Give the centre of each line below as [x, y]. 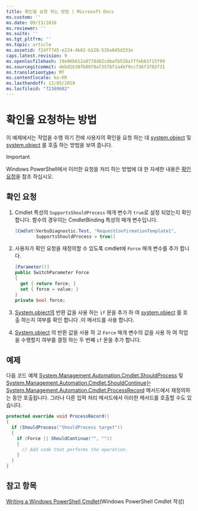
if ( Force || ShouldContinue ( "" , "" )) [64, 438]
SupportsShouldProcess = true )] [76, 237]
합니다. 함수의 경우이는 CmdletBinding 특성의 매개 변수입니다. [86, 219]
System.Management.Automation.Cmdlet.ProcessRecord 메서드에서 [88, 390]
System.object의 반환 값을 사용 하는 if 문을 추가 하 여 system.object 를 [98, 312]
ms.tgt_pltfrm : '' [29, 39]
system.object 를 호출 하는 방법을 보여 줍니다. [59, 145]
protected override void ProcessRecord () [58, 416]
